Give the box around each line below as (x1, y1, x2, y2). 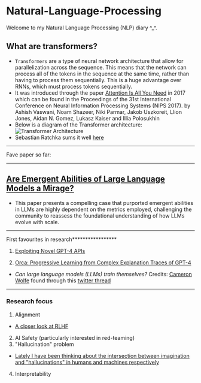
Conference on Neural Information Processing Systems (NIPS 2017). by (14, 102, 191, 109)
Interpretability (14, 370, 51, 377)
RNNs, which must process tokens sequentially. (14, 83, 133, 90)
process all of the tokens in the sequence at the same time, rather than (14, 70, 190, 77)
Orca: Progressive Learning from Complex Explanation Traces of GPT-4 (14, 259, 191, 266)
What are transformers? (6, 41, 98, 52)
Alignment (14, 310, 41, 318)
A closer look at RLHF (14, 322, 69, 330)
